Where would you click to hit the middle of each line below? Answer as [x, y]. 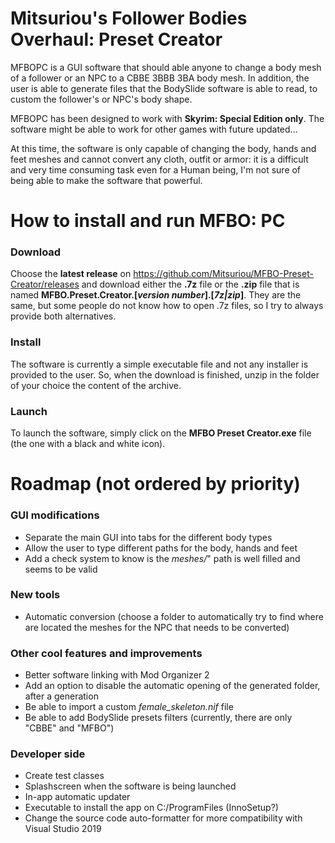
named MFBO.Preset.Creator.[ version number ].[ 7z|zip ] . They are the [156, 295]
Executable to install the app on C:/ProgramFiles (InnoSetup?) [151, 808]
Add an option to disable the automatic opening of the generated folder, [172, 686]
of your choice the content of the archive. [96, 385]
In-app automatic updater [77, 797]
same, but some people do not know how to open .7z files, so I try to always [167, 306]
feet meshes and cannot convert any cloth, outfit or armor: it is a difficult [159, 159]
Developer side [48, 754]
